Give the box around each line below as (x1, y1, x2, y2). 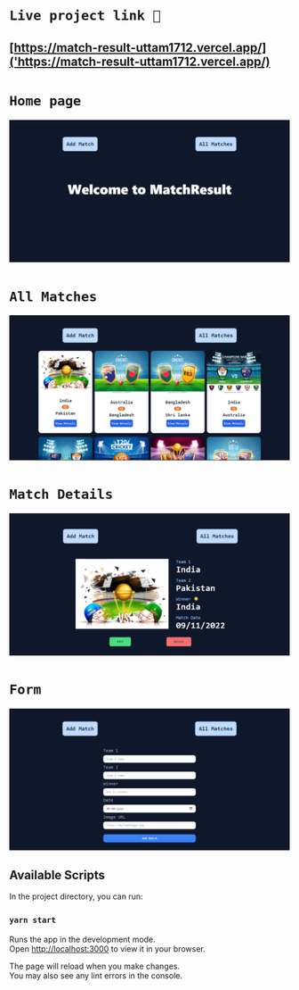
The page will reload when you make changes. (9, 961, 181, 971)
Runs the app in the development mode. (9, 934, 156, 944)
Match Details (9, 486, 114, 503)
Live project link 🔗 (9, 7, 162, 24)
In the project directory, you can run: (9, 891, 143, 902)
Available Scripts (9, 867, 105, 883)
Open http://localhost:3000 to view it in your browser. (9, 943, 206, 954)
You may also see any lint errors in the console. (9, 969, 182, 981)
